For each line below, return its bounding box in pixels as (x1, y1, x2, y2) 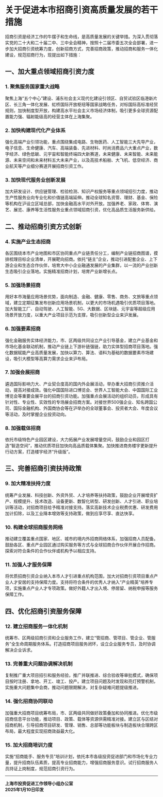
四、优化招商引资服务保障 (5, 607, 81, 616)
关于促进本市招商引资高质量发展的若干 (5, 4, 159, 16)
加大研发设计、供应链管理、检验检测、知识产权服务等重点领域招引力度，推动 (5, 188, 158, 195)
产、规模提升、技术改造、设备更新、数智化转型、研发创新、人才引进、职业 (5, 498, 154, 504)
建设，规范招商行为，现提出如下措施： (5, 52, 81, 57)
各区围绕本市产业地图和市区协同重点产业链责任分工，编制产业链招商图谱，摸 (5, 250, 158, 256)
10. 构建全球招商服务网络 (5, 524, 63, 530)
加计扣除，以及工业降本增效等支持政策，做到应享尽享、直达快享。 (5, 510, 137, 516)
